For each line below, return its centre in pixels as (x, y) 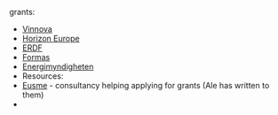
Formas (36, 57)
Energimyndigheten (58, 66)
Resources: (43, 76)
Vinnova (37, 29)
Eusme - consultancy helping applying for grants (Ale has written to (146, 85)
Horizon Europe (51, 38)
